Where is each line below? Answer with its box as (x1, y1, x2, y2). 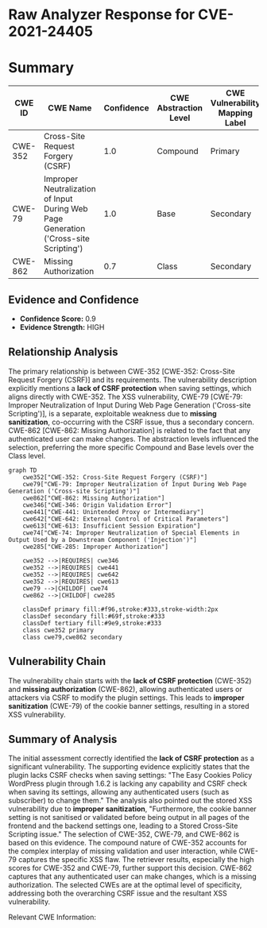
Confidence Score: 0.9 (19, 314, 97, 323)
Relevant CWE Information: (8, 912, 97, 922)
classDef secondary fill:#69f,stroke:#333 (22, 612, 165, 621)
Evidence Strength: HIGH (19, 322, 105, 331)
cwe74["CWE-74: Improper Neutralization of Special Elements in (22, 528, 240, 537)
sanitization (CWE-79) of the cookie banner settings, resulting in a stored (8, 701, 250, 710)
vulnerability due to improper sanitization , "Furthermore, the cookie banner (8, 804, 257, 814)
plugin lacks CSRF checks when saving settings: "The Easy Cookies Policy (8, 771, 253, 780)
